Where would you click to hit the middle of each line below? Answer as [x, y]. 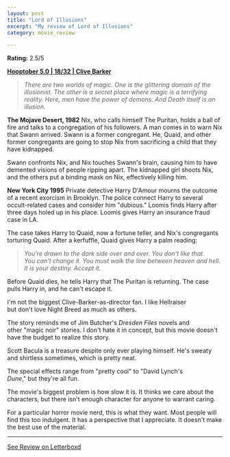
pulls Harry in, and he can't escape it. [60, 289]
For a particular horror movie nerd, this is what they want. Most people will [112, 412]
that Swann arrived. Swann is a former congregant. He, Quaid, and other [109, 135]
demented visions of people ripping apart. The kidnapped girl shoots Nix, [110, 170]
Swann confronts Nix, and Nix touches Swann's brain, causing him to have [112, 163]
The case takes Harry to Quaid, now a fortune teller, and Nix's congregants [113, 233]
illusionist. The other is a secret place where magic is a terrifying [115, 92]
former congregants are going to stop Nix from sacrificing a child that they [112, 142]
